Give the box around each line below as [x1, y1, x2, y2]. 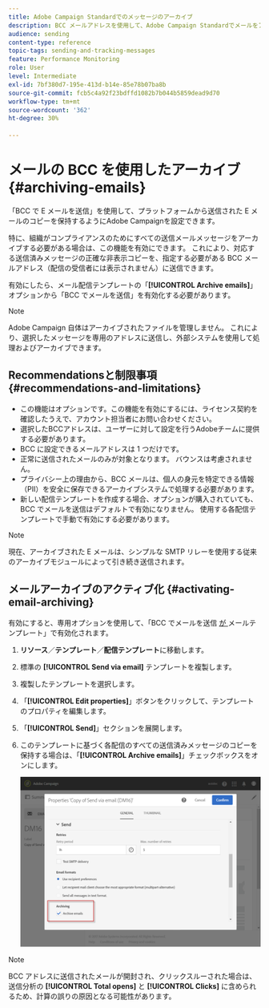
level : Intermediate [8, 72, 78, 80]
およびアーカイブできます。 [14, 342, 106, 352]
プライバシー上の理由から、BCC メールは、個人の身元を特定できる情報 [19, 474, 255, 484]
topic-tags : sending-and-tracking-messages [8, 47, 156, 55]
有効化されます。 [57, 628, 114, 638]
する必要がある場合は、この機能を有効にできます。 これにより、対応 [22, 243, 248, 253]
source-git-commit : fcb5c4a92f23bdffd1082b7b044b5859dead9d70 [8, 89, 220, 97]
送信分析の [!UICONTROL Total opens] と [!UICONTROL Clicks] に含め [8, 981, 243, 990]
